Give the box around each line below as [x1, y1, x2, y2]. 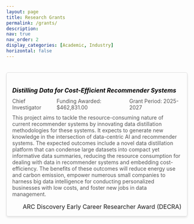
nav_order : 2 [6, 37, 39, 43]
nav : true [6, 31, 31, 37]
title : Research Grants [6, 14, 66, 20]
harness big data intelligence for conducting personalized [12, 178, 154, 185]
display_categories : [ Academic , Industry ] [6, 43, 114, 49]
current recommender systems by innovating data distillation [12, 121, 162, 128]
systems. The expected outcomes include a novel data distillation [12, 139, 174, 147]
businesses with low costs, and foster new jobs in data [12, 184, 147, 192]
